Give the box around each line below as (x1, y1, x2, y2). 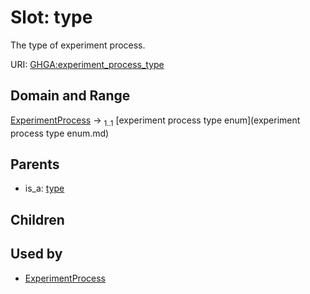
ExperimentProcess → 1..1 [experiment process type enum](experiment (10, 114, 301, 128)
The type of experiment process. (10, 39, 146, 51)
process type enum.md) (10, 127, 110, 139)
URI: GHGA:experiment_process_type (10, 58, 165, 70)
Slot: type (10, 6, 93, 29)
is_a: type (24, 182, 65, 195)
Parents (10, 156, 60, 173)
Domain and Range (10, 87, 131, 105)
